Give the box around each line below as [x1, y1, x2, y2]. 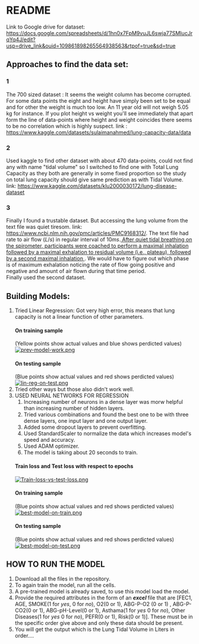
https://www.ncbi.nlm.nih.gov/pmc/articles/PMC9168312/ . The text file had [6, 230, 189, 237]
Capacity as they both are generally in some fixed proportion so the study [6, 169, 187, 177]
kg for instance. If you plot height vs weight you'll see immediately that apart [6, 109, 194, 117]
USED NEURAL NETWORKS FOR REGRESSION [14, 392, 129, 399]
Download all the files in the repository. [14, 575, 111, 582]
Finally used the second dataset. [6, 274, 86, 281]
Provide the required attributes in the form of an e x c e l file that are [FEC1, [14, 594, 193, 601]
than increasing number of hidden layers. [23, 405, 125, 412]
